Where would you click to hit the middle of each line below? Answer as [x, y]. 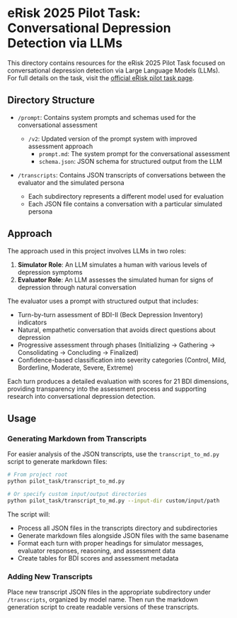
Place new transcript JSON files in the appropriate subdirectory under [109, 592]
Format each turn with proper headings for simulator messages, [110, 543]
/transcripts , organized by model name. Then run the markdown [103, 600]
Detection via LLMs [65, 43]
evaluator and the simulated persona [71, 182]
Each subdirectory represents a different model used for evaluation [126, 196]
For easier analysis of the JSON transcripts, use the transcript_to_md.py [113, 454]
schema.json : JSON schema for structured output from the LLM [131, 161]
